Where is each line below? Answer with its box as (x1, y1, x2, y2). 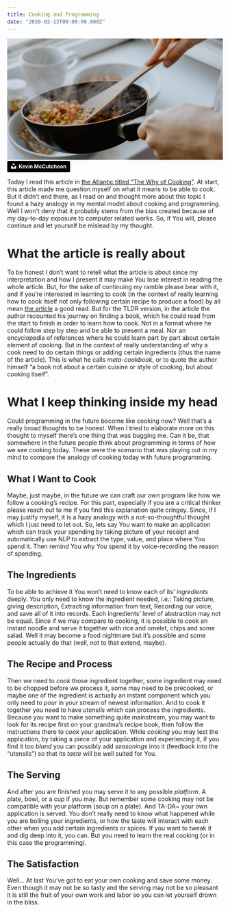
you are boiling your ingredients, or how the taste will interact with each (7, 816, 209, 825)
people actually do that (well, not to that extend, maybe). (7, 638, 166, 647)
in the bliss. (7, 898, 40, 907)
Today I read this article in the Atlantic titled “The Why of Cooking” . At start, (7, 178, 220, 186)
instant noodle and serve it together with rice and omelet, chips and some (7, 624, 216, 632)
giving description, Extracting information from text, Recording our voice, (7, 602, 214, 610)
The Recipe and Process (7, 658, 113, 670)
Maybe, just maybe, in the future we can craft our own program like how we (7, 491, 220, 500)
